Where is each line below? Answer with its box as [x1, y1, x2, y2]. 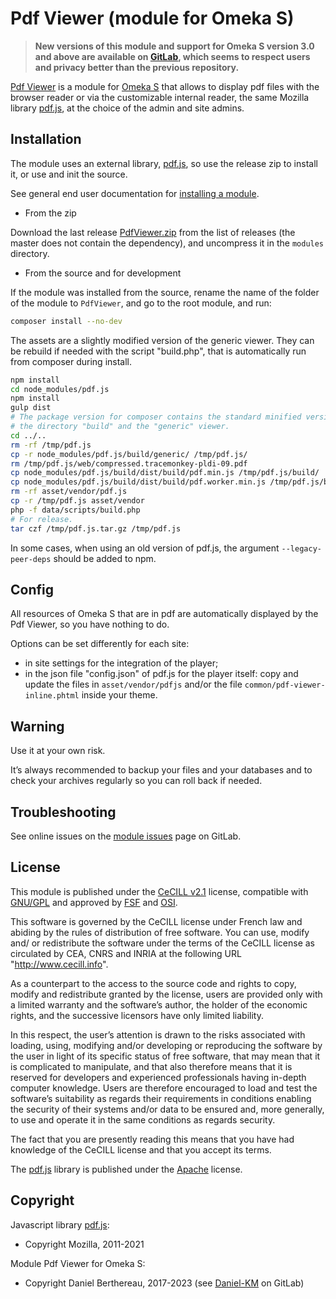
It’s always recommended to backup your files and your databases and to [10, 764, 313, 776]
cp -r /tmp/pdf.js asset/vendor [10, 496, 145, 506]
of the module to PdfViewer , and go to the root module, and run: [10, 297, 272, 309]
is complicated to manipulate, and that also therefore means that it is [10, 1060, 293, 1072]
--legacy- [281, 543, 322, 554]
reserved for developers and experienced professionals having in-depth [10, 1071, 307, 1083]
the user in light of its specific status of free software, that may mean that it [10, 1050, 321, 1062]
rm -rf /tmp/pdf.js [10, 440, 92, 450]
